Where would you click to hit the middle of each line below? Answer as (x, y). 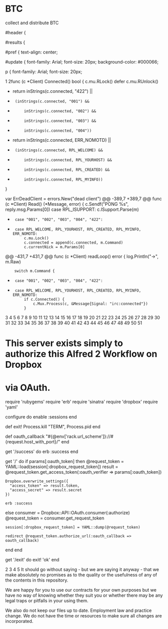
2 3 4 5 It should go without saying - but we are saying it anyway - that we (82, 569)
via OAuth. (28, 388)
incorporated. (19, 621)
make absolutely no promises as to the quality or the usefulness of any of (81, 575)
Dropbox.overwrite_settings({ (37, 481)
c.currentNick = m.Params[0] (54, 247)
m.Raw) (13, 262)
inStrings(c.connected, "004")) (58, 131)
